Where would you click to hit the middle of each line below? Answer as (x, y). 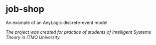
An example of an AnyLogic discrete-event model (57, 22)
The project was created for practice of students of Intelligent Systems (78, 32)
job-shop (25, 9)
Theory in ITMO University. (33, 37)
